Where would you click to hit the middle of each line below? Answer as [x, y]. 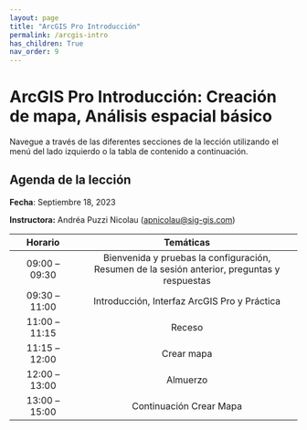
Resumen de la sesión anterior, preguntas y [187, 268]
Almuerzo [187, 380]
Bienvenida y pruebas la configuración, [187, 257]
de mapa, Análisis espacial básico [141, 116]
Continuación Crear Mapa [187, 405]
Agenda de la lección [70, 180]
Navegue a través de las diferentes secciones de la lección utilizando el [144, 142]
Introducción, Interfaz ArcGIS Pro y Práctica [187, 300]
